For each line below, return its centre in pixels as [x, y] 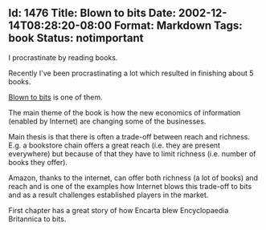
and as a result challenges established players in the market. [108, 195]
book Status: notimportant [76, 38]
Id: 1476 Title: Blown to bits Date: [92, 13]
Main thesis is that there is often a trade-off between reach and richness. [129, 136]
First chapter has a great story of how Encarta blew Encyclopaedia [119, 210]
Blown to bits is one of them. [55, 97]
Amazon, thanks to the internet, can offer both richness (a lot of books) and [133, 178]
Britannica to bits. [37, 219]
